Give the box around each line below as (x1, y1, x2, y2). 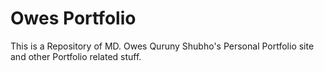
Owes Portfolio (10, 7, 137, 30)
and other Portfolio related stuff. (10, 50, 142, 62)
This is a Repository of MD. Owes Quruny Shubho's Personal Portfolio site (10, 40, 315, 52)
